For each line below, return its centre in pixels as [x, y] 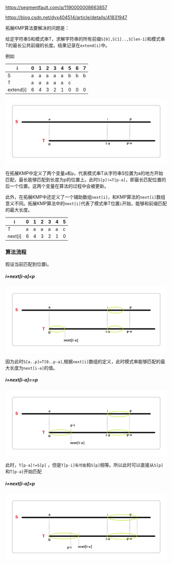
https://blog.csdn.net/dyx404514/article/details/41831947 [66, 17]
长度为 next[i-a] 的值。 [34, 368]
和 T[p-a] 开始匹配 [24, 471]
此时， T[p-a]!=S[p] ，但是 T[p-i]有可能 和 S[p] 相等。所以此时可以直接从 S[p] [84, 465]
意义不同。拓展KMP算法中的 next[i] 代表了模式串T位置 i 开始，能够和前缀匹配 [86, 204]
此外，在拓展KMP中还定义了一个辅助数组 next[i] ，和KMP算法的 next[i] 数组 [85, 197]
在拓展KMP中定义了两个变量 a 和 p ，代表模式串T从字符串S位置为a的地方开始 [84, 173]
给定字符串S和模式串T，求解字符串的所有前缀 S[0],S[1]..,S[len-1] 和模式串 [85, 39]
